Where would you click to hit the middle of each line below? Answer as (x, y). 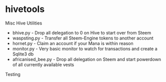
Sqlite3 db (23, 54)
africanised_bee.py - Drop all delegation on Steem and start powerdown (87, 59)
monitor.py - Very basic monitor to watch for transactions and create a (85, 48)
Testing (13, 74)
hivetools (25, 9)
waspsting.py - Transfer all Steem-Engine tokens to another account (83, 38)
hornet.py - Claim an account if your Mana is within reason (73, 43)
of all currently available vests (43, 64)
